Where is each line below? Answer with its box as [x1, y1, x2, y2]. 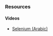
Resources [5, 3, 31, 10]
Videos [5, 15, 20, 21]
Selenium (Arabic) [12, 26, 48, 32]
